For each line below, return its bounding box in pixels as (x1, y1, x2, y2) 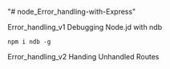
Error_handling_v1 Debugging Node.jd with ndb (7, 22, 163, 31)
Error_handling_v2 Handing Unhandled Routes (7, 52, 160, 61)
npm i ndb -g (7, 38, 51, 46)
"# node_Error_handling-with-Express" (7, 7, 136, 16)
